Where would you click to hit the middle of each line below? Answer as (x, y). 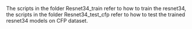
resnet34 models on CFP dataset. (47, 21)
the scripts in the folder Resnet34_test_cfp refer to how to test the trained (96, 14)
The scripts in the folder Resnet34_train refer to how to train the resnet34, (96, 8)
